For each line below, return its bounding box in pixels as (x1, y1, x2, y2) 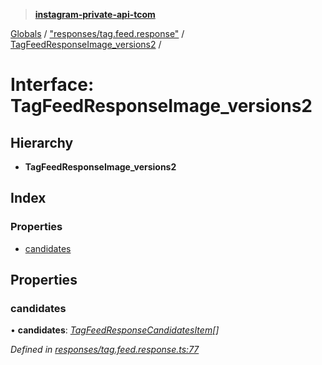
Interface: (10, 74, 95, 96)
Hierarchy (10, 134, 74, 151)
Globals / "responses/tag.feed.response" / (10, 28, 185, 39)
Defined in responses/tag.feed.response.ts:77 (10, 344, 200, 356)
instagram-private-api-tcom (34, 9, 156, 20)
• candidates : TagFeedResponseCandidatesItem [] (10, 324, 220, 336)
